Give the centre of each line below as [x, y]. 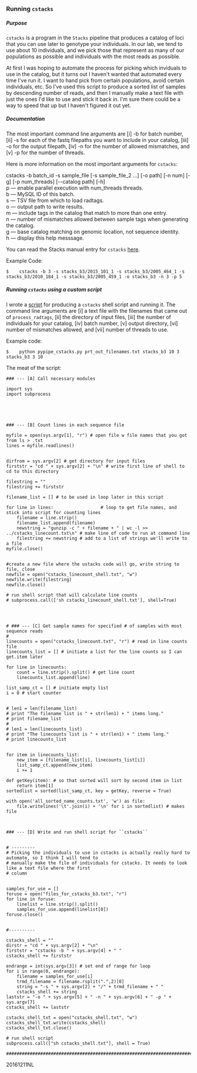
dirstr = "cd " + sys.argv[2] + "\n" [52, 945]
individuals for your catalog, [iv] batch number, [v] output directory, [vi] [92, 323]
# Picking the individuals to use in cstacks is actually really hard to [98, 853]
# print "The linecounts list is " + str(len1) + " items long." [87, 734]
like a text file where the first [48, 868]
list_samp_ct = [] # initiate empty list [57, 688]
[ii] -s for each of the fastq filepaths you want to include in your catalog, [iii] [97, 140]
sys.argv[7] [21, 1002]
